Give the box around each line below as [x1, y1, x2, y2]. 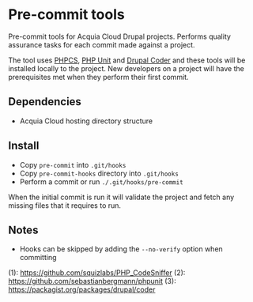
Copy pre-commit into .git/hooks [19, 160, 126, 169]
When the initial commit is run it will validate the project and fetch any [8, 192, 235, 202]
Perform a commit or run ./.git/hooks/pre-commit [19, 176, 183, 187]
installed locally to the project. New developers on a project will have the [8, 63, 245, 73]
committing [19, 253, 57, 262]
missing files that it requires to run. [8, 200, 121, 210]
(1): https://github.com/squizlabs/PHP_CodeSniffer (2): [8, 268, 186, 277]
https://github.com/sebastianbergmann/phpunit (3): [8, 277, 176, 286]
